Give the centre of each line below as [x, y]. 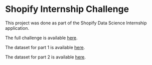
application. [17, 28]
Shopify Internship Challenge [67, 9]
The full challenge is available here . [42, 38]
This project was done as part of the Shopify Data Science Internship [76, 23]
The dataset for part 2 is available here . [46, 57]
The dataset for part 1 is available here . [45, 47]
